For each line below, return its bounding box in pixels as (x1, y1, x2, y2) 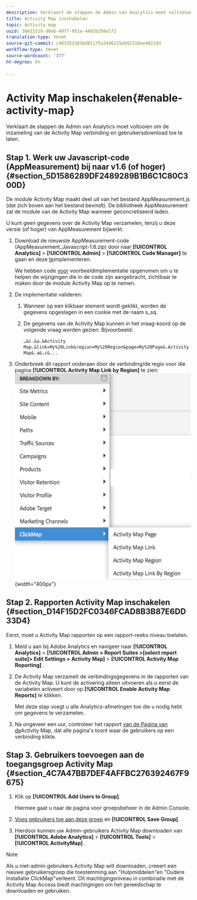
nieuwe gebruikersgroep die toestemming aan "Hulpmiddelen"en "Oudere (6, 869, 185, 876)
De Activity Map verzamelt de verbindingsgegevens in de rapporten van (14, 673, 189, 680)
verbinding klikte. (14, 733, 57, 740)
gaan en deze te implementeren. (14, 256, 92, 263)
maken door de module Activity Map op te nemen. (14, 279, 136, 287)
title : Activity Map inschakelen (6, 15, 88, 22)
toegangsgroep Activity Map (6, 759, 113, 769)
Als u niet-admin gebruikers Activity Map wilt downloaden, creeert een (6, 862, 177, 869)
